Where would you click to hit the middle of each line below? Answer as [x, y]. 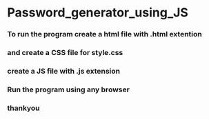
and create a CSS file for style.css [65, 53]
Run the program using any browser [68, 89]
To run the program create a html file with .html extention [104, 34]
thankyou [23, 108]
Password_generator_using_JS [98, 13]
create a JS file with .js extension [64, 71]
